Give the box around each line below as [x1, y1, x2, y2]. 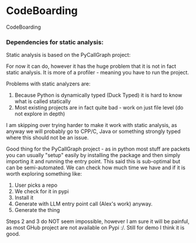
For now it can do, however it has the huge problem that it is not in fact [6, 63, 177, 70]
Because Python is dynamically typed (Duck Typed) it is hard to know [14, 92, 183, 99]
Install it [14, 194, 34, 201]
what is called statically [14, 98, 71, 105]
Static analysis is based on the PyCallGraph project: [6, 52, 130, 59]
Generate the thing [14, 207, 60, 214]
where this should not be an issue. [6, 134, 89, 141]
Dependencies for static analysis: [6, 38, 104, 46]
